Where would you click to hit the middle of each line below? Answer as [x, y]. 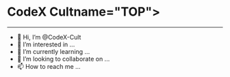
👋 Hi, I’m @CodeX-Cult [49, 37]
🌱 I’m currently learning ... [53, 51]
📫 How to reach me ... [49, 66]
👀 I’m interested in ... [46, 44]
